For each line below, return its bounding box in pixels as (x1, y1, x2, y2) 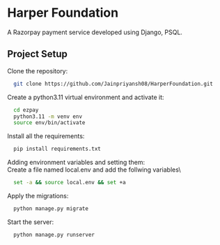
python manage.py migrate (13, 205, 89, 212)
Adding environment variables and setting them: (7, 158, 146, 167)
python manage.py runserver (13, 231, 95, 238)
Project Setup (7, 48, 68, 60)
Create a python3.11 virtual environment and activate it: (7, 93, 165, 101)
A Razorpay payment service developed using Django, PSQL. (7, 28, 183, 36)
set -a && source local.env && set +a (13, 179, 127, 186)
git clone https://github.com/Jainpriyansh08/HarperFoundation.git (13, 80, 214, 87)
